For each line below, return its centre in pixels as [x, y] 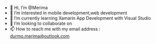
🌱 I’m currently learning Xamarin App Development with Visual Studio [80, 18]
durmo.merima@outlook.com [40, 36]
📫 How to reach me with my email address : [55, 29]
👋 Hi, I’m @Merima [29, 8]
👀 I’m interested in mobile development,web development [68, 13]
